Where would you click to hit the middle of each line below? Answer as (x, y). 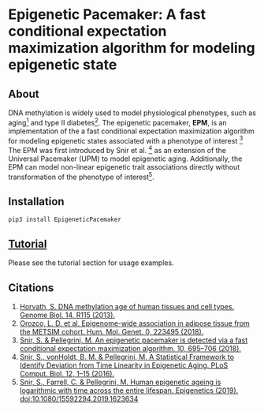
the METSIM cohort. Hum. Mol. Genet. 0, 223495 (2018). (112, 332)
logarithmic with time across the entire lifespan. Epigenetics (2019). (129, 390)
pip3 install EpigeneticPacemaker (65, 220)
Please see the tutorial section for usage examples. (91, 263)
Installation (36, 202)
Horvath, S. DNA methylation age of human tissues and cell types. (127, 307)
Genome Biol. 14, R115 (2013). (67, 315)
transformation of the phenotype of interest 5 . (82, 176)
